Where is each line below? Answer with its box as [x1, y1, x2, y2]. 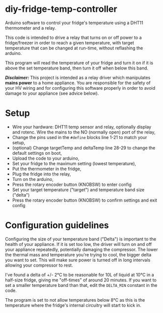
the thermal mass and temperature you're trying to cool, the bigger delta [5, 251, 152, 257]
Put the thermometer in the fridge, [12, 166, 81, 172]
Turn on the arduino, [12, 176, 54, 182]
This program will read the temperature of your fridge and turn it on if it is [5, 60, 154, 66]
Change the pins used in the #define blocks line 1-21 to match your [12, 134, 147, 140]
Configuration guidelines [5, 220, 109, 231]
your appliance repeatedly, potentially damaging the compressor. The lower [5, 246, 158, 252]
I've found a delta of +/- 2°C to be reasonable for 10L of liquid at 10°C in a [5, 272, 154, 278]
